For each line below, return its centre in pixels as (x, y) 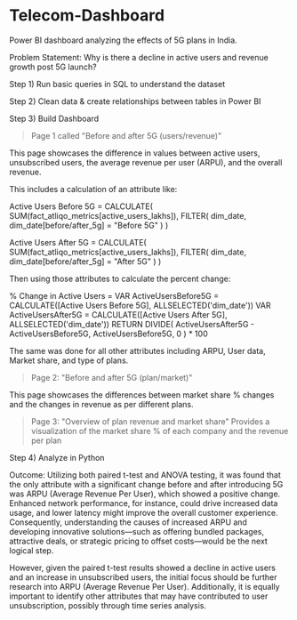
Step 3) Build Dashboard (54, 118)
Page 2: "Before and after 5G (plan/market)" (112, 377)
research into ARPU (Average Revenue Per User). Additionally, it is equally (144, 586)
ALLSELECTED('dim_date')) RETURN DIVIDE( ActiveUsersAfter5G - (132, 324)
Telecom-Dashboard (87, 16)
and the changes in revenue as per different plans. (101, 404)
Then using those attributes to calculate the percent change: (120, 278)
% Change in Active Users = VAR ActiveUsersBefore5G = (114, 295)
